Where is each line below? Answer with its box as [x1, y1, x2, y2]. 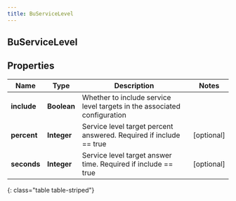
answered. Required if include [81, 130, 181, 140]
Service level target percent [81, 121, 173, 131]
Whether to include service [81, 92, 171, 102]
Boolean [46, 101, 76, 111]
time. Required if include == [81, 159, 173, 169]
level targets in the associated [81, 101, 181, 111]
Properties [7, 60, 55, 72]
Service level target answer [81, 150, 172, 160]
